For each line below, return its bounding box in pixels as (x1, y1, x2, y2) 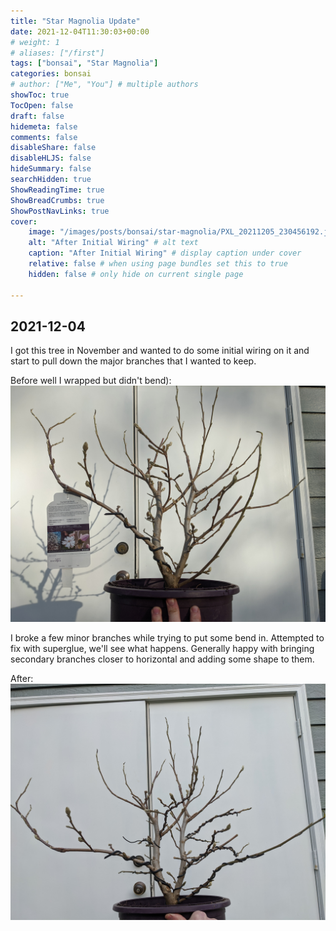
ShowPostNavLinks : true (10, 206, 110, 216)
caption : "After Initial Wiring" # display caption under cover (28, 248, 302, 259)
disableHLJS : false (10, 153, 92, 164)
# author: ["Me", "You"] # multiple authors (10, 80, 199, 90)
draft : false (10, 111, 65, 121)
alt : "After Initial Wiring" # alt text (28, 238, 199, 248)
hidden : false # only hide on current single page (28, 269, 244, 279)
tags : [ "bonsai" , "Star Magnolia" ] (10, 58, 159, 69)
